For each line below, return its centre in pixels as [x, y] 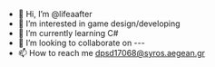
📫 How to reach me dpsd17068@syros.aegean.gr [112, 53]
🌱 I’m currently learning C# [68, 33]
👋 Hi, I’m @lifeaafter [55, 14]
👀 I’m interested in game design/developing [99, 24]
